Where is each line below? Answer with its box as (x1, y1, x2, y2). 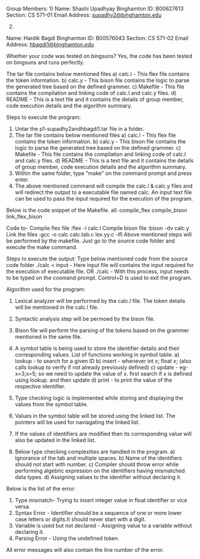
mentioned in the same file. (14, 333, 82, 340)
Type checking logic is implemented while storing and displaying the (14, 394, 183, 401)
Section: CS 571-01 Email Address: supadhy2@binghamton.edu (6, 11, 162, 19)
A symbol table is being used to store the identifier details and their (14, 345, 180, 352)
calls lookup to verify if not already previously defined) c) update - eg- (14, 364, 189, 371)
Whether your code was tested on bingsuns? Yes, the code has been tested (6, 53, 193, 59)
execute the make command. (6, 244, 78, 250)
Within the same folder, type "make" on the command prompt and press (14, 170, 192, 177)
